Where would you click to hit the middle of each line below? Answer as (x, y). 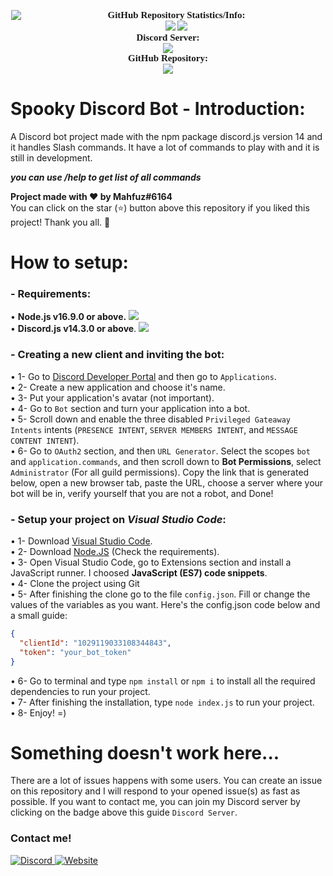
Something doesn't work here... (145, 752)
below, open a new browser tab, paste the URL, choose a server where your (167, 482)
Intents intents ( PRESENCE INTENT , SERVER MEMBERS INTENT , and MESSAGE (154, 429)
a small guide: (39, 616)
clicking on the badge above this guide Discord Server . (124, 812)
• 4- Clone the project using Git (75, 584)
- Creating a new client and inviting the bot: (117, 355)
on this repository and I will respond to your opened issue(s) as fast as (155, 791)
